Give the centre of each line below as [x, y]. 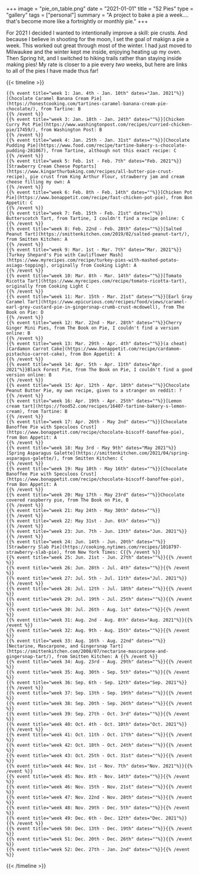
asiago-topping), [28, 265]
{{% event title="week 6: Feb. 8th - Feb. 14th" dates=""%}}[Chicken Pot [99, 193]
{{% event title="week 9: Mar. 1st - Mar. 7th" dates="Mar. [82, 250]
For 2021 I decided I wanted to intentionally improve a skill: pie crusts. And [97, 33]
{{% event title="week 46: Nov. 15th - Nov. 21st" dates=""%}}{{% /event [99, 787]
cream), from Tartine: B [37, 411]
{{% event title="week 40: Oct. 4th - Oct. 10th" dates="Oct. [85, 724]
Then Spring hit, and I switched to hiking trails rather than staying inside [94, 58]
